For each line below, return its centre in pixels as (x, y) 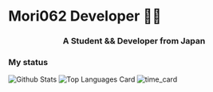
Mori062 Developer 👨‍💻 (85, 16)
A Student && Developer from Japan (134, 41)
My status (28, 63)
